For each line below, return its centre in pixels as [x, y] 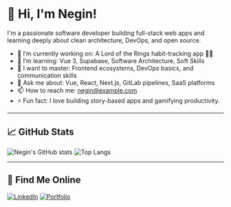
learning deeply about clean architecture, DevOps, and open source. [104, 40]
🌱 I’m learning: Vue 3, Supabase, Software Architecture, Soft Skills [111, 60]
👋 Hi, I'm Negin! [52, 14]
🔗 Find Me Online [44, 180]
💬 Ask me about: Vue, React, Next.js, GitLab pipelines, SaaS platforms [116, 82]
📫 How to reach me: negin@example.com [77, 90]
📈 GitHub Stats [41, 132]
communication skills [47, 75]
